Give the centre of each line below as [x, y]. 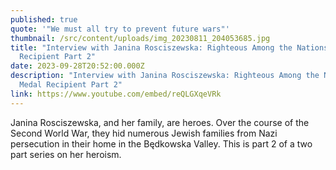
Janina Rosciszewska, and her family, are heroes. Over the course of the [160, 122]
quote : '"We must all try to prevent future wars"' [120, 29]
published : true [44, 19]
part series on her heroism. [66, 154]
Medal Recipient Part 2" [71, 85]
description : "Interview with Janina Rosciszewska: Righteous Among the [165, 76]
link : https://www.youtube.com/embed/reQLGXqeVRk [116, 94]
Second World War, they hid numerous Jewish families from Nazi [144, 133]
